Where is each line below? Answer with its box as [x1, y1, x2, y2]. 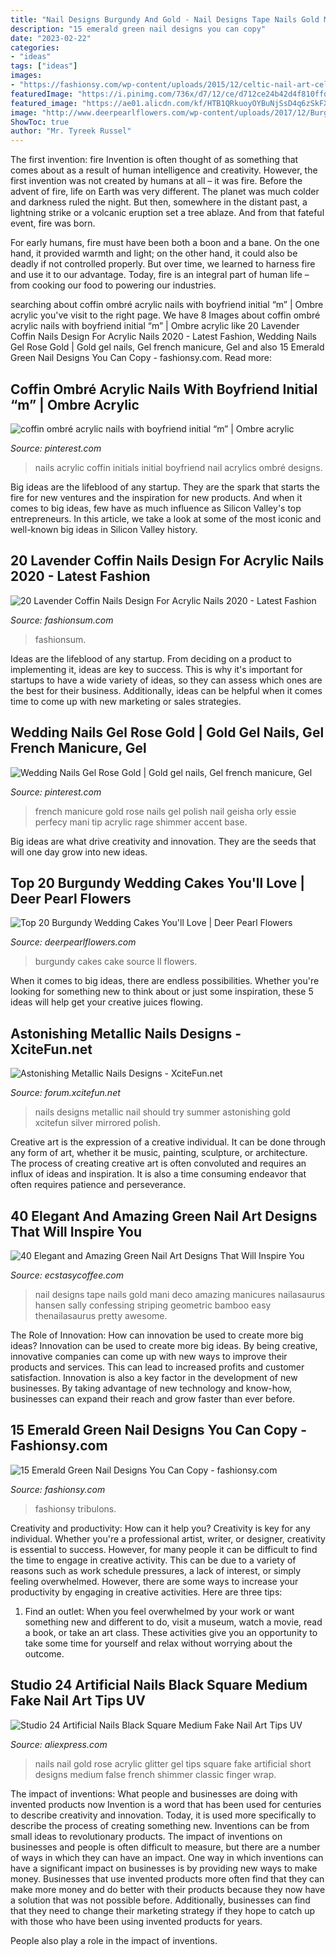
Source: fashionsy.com [10, 1483, 106, 1495]
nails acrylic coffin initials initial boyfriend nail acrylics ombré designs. [34, 461, 323, 473]
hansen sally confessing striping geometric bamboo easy [34, 1299, 272, 1311]
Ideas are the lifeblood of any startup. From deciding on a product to [10, 652, 292, 665]
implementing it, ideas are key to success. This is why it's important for [10, 663, 303, 675]
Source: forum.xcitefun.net [10, 1087, 121, 1099]
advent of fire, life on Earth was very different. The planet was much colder [10, 186, 320, 198]
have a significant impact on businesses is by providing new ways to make [10, 1862, 318, 1874]
